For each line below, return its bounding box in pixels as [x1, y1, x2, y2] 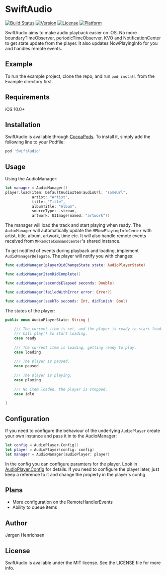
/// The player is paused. [14, 359, 70, 364]
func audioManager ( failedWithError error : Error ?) [5, 289, 112, 294]
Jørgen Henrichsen [5, 532, 45, 538]
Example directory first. [5, 78, 53, 84]
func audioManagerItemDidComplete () [5, 272, 81, 277]
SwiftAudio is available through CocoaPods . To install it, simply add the [5, 134, 151, 140]
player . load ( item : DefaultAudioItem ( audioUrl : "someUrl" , [5, 190, 128, 195]
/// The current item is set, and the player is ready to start [14, 326, 150, 332]
